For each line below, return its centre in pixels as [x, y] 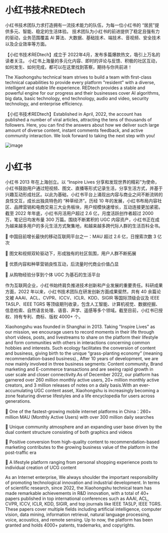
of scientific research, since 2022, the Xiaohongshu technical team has [78, 488]
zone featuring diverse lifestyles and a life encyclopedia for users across [80, 396]
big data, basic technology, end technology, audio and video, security [77, 98]
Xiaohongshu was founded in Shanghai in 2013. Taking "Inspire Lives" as [80, 327]
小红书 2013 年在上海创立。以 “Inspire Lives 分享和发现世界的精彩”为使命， [82, 182]
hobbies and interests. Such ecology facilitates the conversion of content [80, 348]
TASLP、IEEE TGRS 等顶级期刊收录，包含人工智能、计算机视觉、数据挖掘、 [83, 304]
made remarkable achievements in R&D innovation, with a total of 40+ [77, 493]
